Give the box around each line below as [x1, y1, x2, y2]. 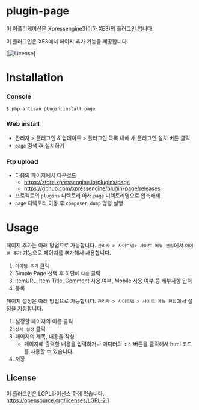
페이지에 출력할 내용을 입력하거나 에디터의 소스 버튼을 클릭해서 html [23, 340, 182, 347]
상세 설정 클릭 [14, 325, 46, 332]
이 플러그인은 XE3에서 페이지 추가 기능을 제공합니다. [6, 37, 129, 45]
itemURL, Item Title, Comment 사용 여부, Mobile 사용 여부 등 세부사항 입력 [14, 277, 192, 284]
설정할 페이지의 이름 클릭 [14, 317, 73, 325]
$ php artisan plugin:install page [6, 106, 96, 112]
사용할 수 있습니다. [30, 347, 74, 355]
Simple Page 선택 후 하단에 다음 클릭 [14, 269, 101, 276]
